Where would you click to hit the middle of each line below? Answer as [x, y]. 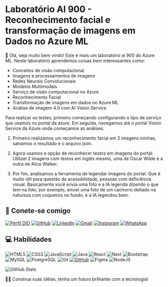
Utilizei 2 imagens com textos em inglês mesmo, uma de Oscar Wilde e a [88, 158]
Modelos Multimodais [35, 86]
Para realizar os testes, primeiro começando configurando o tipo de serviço [83, 117]
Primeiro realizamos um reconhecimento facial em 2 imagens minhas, [84, 138]
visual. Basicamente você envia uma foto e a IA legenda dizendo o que [86, 184]
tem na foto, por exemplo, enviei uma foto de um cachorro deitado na [84, 189]
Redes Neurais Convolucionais [44, 81]
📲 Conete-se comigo [38, 211]
